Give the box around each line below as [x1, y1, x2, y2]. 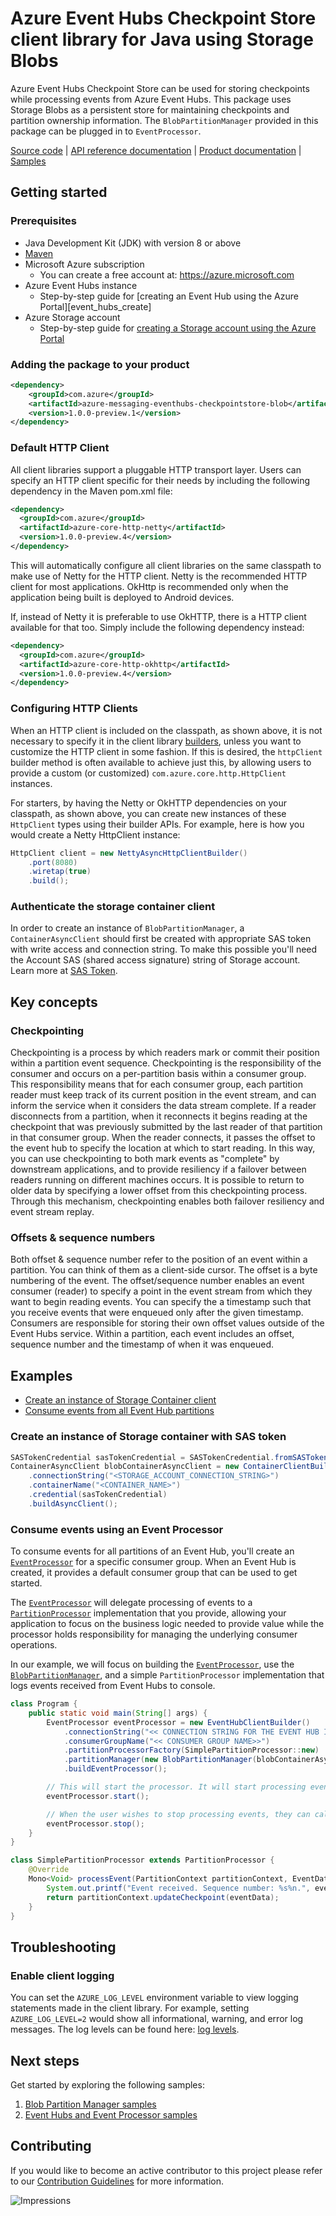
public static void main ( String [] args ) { [28, 1708, 208, 1718]
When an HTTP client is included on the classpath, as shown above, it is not [10, 724, 323, 736]
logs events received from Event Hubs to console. [10, 1680, 216, 1692]
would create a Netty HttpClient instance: [10, 828, 181, 841]
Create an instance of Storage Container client [24, 1394, 217, 1406]
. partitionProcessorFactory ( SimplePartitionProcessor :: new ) [63, 1745, 320, 1756]
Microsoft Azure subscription [24, 258, 145, 270]
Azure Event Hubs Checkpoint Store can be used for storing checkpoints [10, 82, 310, 94]
